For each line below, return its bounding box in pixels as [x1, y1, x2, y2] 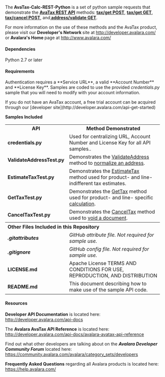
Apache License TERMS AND [69, 260, 137, 267]
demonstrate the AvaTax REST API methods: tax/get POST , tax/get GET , [5, 9, 153, 15]
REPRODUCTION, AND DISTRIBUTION [69, 272, 158, 279]
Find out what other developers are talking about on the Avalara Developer [5, 340, 158, 347]
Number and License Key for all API [69, 139, 151, 146]
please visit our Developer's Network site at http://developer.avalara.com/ [5, 30, 156, 35]
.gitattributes [7, 234, 39, 241]
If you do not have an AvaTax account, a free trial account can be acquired [5, 99, 156, 105]
